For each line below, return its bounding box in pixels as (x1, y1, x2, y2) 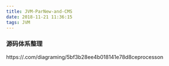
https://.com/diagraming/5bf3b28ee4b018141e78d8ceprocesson (6, 53, 164, 60)
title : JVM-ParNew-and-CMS (6, 8, 73, 15)
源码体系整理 (6, 40, 43, 48)
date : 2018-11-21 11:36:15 (6, 14, 73, 20)
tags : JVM (6, 19, 31, 25)
